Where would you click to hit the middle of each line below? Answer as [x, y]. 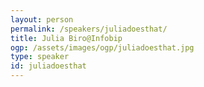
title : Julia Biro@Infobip [66, 38]
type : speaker [40, 57]
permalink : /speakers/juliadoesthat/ [89, 29]
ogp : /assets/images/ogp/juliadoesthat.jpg [102, 47]
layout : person [42, 19]
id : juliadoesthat [48, 66]
